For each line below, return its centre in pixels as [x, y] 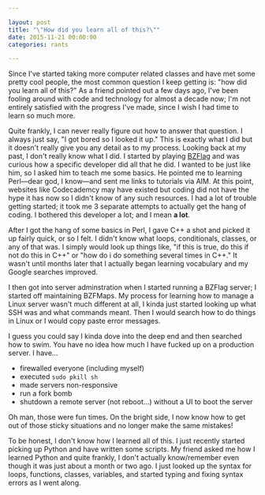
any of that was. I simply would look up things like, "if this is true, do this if [129, 247]
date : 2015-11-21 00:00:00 [52, 37]
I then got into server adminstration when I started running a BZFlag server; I [132, 287]
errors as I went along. [45, 483]
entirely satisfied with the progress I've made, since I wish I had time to [123, 107]
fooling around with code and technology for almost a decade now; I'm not [129, 99]
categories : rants [38, 44]
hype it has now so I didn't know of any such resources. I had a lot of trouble [132, 198]
